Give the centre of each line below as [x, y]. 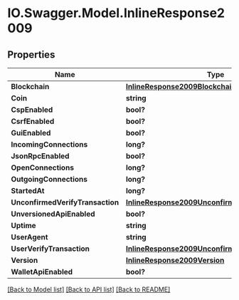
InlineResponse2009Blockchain [181, 87]
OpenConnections [43, 167]
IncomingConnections [49, 144]
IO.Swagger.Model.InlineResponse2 [116, 13]
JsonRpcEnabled [40, 156]
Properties [31, 55]
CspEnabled [32, 110]
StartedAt [28, 191]
